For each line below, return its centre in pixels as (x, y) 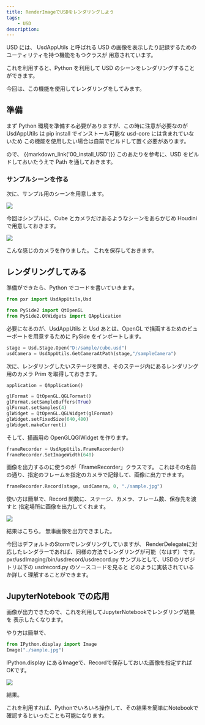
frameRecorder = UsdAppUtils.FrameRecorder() (65, 449)
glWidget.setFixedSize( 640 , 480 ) (47, 419)
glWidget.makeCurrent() (37, 425)
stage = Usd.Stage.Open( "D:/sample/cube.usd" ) (67, 348)
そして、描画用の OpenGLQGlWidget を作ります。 (69, 437)
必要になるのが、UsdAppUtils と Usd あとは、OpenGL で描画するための (97, 328)
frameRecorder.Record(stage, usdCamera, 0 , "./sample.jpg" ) (85, 486)
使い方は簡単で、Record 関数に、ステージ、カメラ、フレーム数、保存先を (99, 499)
